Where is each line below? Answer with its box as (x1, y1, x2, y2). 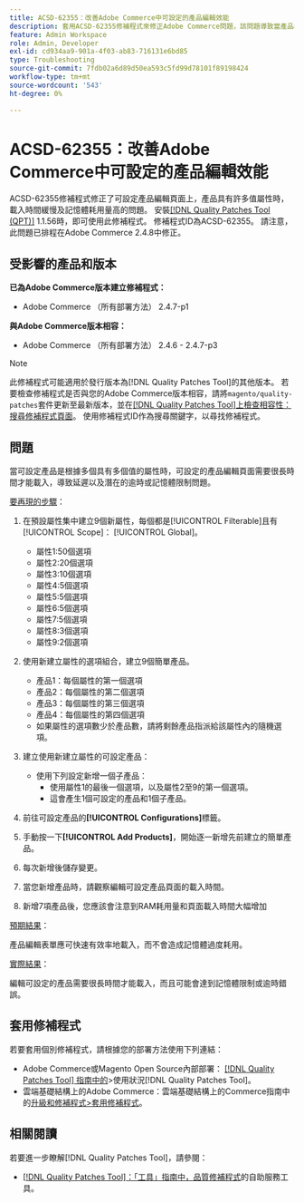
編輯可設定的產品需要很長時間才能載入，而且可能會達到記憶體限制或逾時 (9, 978, 279, 989)
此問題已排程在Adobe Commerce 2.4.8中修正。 (9, 228, 186, 238)
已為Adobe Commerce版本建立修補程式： (9, 282, 166, 293)
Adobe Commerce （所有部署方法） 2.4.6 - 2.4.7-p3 (22, 340, 218, 351)
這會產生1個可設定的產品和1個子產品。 (49, 793, 192, 804)
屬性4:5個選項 (35, 580, 89, 591)
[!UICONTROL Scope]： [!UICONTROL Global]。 (22, 527, 204, 538)
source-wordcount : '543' (9, 81, 103, 90)
